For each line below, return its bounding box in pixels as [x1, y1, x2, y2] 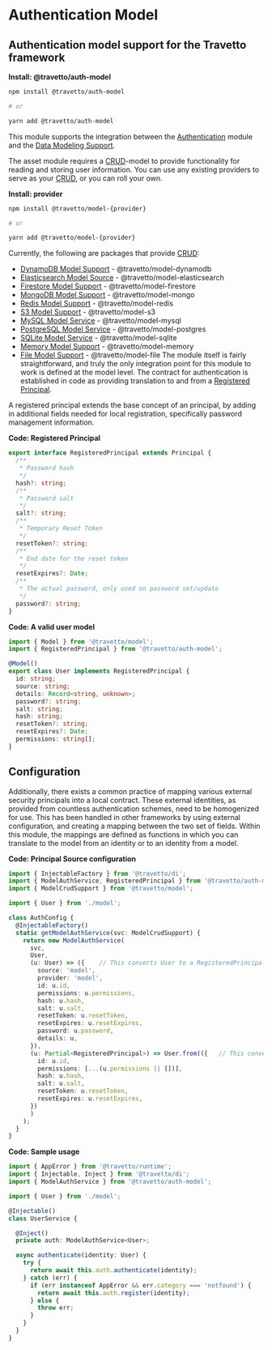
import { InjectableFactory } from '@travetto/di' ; [8, 869, 186, 878]
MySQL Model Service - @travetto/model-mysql [19, 316, 182, 326]
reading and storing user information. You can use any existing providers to [8, 164, 260, 174]
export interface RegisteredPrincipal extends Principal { [8, 449, 212, 457]
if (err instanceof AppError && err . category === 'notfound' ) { [29, 1281, 252, 1289]
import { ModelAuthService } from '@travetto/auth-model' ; [8, 1177, 212, 1186]
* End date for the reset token [19, 554, 129, 562]
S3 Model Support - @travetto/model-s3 [19, 307, 156, 317]
